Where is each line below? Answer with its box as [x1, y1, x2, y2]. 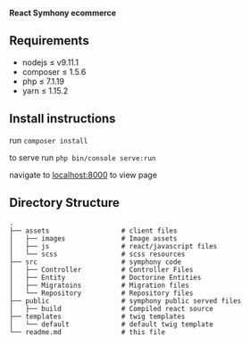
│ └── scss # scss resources [9, 250, 186, 259]
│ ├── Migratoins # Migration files [9, 281, 190, 291]
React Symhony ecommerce [9, 8, 117, 18]
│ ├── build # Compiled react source [9, 305, 214, 314]
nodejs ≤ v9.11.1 [21, 57, 79, 68]
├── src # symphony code [9, 258, 181, 266]
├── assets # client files [9, 226, 178, 235]
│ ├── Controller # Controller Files [9, 266, 194, 274]
